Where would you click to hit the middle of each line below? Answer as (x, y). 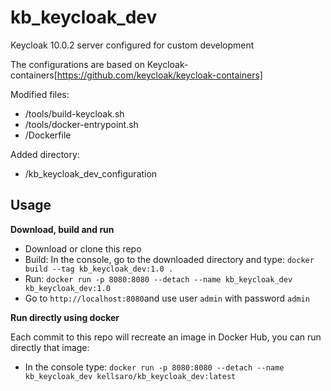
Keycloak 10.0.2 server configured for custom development (132, 45)
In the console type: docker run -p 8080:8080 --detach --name (154, 367)
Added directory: (45, 154)
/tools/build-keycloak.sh (74, 113)
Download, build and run (62, 229)
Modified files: (40, 94)
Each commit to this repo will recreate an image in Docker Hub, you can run (166, 337)
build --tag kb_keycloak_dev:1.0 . (99, 269)
